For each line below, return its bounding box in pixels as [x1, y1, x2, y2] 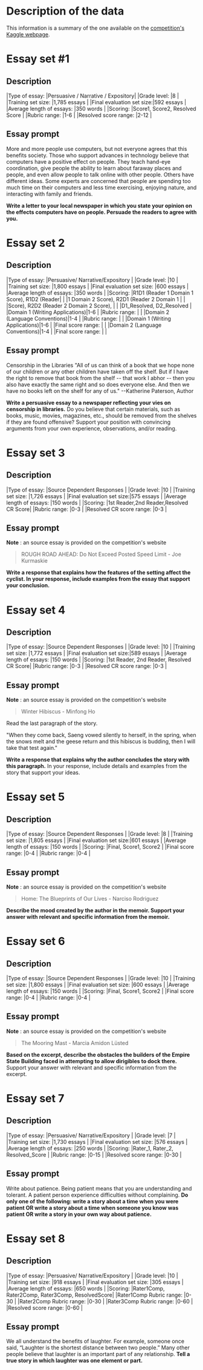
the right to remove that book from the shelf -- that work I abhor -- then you [6, 374, 195, 381]
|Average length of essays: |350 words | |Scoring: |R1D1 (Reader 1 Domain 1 [6, 289, 194, 296]
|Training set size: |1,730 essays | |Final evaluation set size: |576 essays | [6, 1138, 188, 1145]
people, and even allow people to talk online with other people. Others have [6, 171, 195, 178]
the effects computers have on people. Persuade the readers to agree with [6, 208, 197, 216]
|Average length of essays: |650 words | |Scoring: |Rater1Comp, [6, 1285, 165, 1292]
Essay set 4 [6, 603, 65, 616]
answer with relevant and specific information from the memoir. [6, 914, 170, 920]
